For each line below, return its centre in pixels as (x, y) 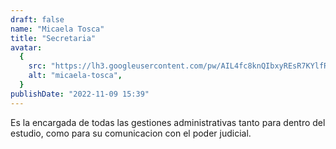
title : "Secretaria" (53, 38)
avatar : (26, 47)
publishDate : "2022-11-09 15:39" (80, 94)
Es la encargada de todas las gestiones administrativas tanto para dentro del (168, 122)
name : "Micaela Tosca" (57, 29)
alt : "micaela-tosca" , (75, 76)
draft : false (37, 19)
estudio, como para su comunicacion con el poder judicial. (131, 133)
